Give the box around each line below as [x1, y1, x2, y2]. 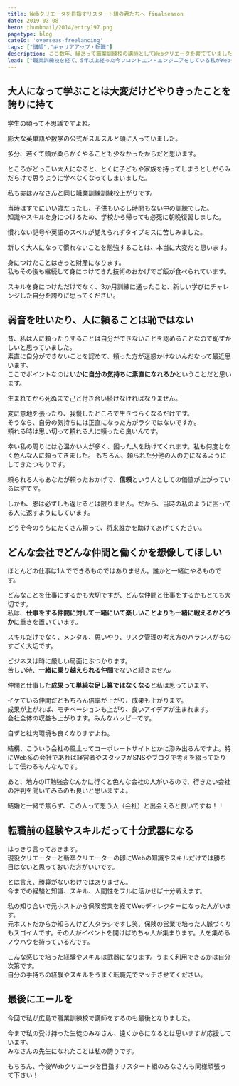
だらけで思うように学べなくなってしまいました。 [7, 173, 151, 182]
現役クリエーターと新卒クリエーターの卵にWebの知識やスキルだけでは [7, 854, 214, 862]
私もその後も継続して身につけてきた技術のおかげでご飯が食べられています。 [7, 267, 231, 276]
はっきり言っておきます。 [7, 845, 82, 853]
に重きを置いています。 [14, 618, 82, 626]
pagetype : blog [7, 30, 53, 38]
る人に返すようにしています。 [7, 508, 95, 517]
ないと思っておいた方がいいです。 [19, 863, 119, 871]
